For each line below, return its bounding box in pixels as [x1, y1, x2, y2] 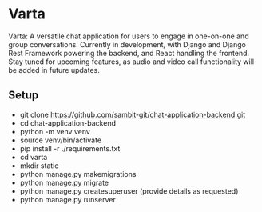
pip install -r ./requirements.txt [19, 143, 121, 153]
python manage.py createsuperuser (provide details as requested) [19, 186, 239, 196]
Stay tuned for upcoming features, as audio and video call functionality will [8, 57, 254, 66]
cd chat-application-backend [19, 118, 116, 128]
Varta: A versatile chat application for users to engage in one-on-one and [8, 31, 249, 41]
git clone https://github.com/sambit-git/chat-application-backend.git [19, 110, 246, 119]
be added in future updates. [8, 65, 100, 74]
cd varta [19, 152, 48, 162]
